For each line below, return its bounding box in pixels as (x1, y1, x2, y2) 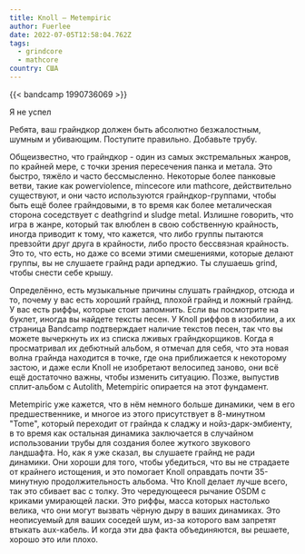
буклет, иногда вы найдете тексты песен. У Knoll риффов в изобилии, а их (9, 313, 296, 324)
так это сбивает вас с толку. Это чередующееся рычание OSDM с (9, 485, 266, 496)
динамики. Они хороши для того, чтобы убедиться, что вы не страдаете (9, 456, 290, 468)
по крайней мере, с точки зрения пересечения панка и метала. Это (9, 161, 273, 172)
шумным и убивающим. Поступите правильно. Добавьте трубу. (9, 134, 258, 144)
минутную (9, 476, 50, 487)
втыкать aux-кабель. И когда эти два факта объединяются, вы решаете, (9, 524, 290, 535)
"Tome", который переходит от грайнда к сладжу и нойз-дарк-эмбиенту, (9, 418, 293, 429)
